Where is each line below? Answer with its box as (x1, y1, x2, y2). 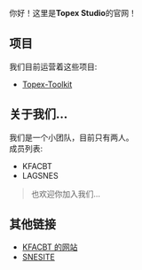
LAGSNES (21, 170, 59, 181)
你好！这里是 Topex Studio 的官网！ (9, 8, 138, 18)
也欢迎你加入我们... (30, 189, 100, 199)
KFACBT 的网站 (21, 242, 78, 252)
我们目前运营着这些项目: (9, 61, 98, 72)
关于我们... (9, 107, 68, 122)
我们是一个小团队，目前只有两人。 (9, 132, 134, 143)
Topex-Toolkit (21, 79, 73, 89)
